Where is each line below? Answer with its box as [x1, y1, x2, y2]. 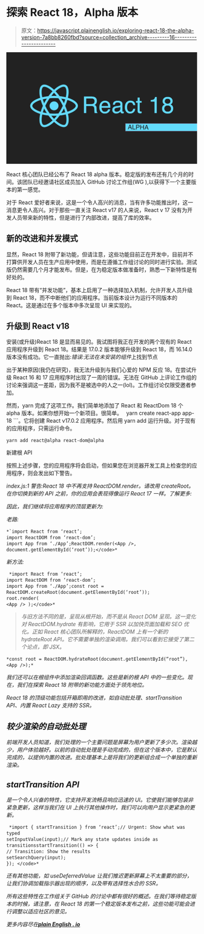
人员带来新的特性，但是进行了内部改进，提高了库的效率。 [11, 214, 155, 221]
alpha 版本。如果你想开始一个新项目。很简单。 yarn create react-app [6, 409, 182, 417]
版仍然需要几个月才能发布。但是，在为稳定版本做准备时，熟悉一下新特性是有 [6, 265, 197, 273]
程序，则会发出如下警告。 [11, 469, 76, 477]
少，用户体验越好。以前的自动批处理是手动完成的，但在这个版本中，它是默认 [6, 746, 197, 754]
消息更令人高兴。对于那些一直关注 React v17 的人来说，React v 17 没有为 [6, 206, 188, 213]
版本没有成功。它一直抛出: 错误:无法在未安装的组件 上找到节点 [6, 353, 159, 361]
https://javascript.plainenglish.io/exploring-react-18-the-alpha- [37, 27, 194, 34]
